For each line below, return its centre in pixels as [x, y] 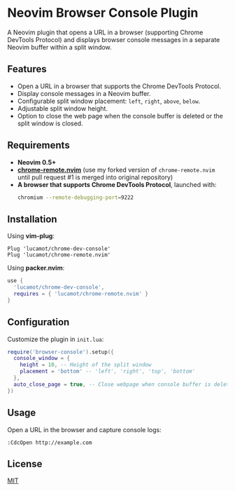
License [25, 464]
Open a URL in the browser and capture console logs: [85, 429]
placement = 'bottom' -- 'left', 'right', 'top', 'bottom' [108, 372]
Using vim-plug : [31, 236]
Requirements [38, 145]
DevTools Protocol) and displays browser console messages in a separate [114, 39]
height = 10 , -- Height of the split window [86, 365]
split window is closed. [50, 123]
